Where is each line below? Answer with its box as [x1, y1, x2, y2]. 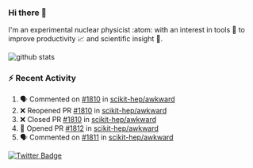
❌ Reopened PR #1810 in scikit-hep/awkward [19, 105, 167, 115]
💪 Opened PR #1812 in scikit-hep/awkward [19, 123, 159, 133]
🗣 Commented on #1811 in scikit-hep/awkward [19, 132, 174, 142]
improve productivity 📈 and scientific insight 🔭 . [8, 34, 163, 44]
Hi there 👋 [8, 7, 48, 18]
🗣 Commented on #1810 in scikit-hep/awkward [19, 94, 176, 104]
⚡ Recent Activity [8, 73, 77, 84]
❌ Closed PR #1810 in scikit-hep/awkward [19, 114, 157, 124]
